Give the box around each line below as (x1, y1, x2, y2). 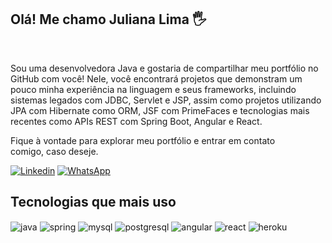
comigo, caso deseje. (10, 145, 99, 157)
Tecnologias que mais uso (10, 194, 177, 211)
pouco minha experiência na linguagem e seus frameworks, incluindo (10, 83, 297, 95)
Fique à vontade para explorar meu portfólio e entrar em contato (10, 134, 276, 146)
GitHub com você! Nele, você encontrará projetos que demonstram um (10, 72, 303, 85)
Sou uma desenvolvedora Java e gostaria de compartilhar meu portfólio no (10, 62, 319, 74)
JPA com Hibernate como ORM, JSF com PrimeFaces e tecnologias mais (10, 104, 310, 116)
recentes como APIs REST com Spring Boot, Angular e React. (10, 115, 263, 127)
